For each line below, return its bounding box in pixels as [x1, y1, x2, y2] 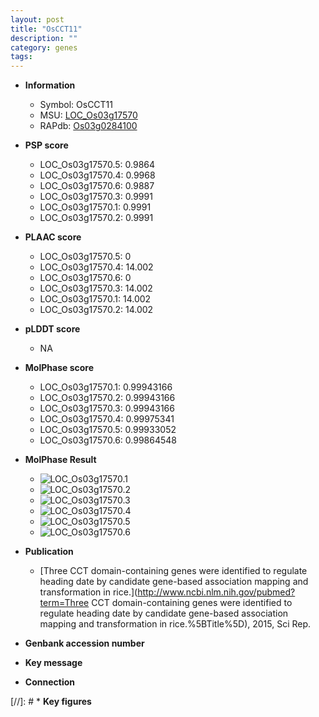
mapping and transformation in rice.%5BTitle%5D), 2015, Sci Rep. [39, 618, 312, 630]
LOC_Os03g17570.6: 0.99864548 [39, 434, 177, 446]
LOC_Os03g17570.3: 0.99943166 [39, 402, 175, 415]
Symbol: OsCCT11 [39, 99, 114, 111]
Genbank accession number [24, 637, 145, 650]
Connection [24, 676, 75, 688]
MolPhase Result [24, 454, 97, 466]
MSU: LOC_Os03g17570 [39, 109, 138, 121]
